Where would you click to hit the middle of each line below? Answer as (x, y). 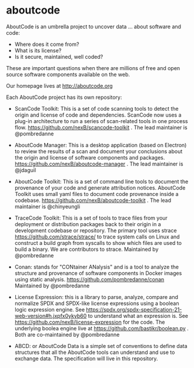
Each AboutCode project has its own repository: (64, 97)
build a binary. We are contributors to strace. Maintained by (86, 249)
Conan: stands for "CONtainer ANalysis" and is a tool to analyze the (97, 267)
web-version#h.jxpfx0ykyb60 (51, 316)
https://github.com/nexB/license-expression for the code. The (90, 322)
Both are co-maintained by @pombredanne (67, 334)
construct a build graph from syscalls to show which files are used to (98, 243)
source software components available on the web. (68, 74)
